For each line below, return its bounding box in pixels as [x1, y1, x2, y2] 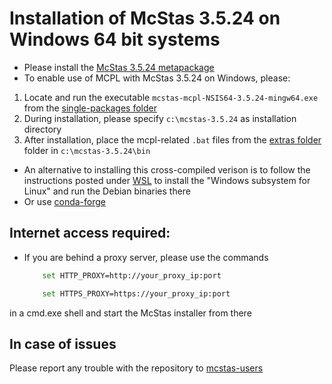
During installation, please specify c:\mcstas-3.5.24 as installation [23, 112, 297, 124]
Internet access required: [9, 225, 171, 242]
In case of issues [9, 335, 117, 352]
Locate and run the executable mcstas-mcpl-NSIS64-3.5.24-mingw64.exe [23, 91, 319, 103]
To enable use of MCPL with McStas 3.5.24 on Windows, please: [23, 72, 291, 84]
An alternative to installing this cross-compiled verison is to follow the [23, 163, 311, 176]
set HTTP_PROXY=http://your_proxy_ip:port [42, 270, 222, 281]
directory [23, 123, 62, 135]
